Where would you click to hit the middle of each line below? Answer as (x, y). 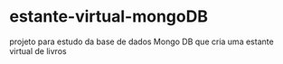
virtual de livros (38, 50)
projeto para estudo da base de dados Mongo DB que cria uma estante (141, 41)
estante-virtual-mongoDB (108, 17)
